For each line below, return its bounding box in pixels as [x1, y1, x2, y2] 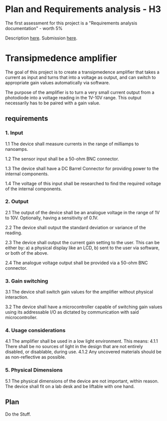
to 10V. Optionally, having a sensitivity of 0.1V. [5, 215, 99, 221]
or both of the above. [5, 250, 49, 256]
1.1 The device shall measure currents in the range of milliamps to [5, 141, 139, 147]
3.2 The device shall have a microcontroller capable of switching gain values [5, 304, 163, 310]
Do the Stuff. [5, 411, 31, 417]
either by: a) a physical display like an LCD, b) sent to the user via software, [5, 245, 160, 251]
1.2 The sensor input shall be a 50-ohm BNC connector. [5, 156, 119, 162]
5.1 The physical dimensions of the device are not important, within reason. [5, 378, 159, 384]
